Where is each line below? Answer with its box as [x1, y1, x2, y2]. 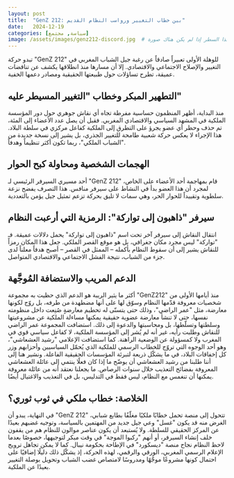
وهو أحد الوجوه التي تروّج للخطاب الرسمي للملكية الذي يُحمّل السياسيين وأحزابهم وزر [8, 342, 226, 351]
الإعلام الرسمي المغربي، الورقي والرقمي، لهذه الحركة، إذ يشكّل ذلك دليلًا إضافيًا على [8, 448, 224, 456]
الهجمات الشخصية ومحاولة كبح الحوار [8, 158, 150, 170]
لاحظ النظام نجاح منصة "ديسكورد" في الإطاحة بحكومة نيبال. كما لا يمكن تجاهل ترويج [8, 440, 225, 449]
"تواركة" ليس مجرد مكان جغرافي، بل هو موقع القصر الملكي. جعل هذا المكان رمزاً [8, 237, 218, 246]
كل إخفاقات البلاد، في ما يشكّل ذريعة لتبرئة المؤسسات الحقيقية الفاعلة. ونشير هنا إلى [8, 350, 227, 358]
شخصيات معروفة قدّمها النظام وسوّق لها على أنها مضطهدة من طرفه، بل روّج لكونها [8, 298, 222, 307]
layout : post [8, 10, 46, 17]
